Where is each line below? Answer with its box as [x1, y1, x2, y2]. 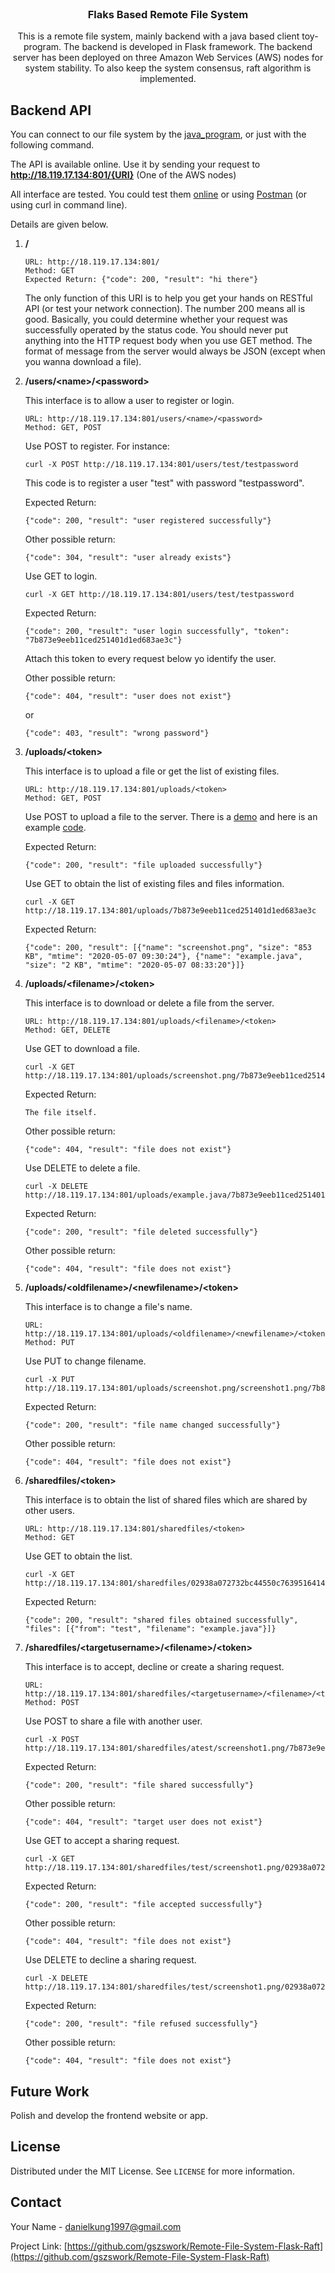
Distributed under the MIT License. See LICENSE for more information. [10, 2165, 295, 2177]
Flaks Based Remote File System [87, 7, 249, 21]
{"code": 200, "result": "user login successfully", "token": [24, 627, 290, 637]
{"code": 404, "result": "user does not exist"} [24, 692, 232, 702]
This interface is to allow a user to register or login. [24, 395, 235, 407]
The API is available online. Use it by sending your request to [10, 158, 261, 171]
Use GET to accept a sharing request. [24, 1835, 180, 1847]
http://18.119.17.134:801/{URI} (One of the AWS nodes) [10, 169, 237, 181]
